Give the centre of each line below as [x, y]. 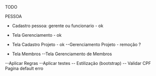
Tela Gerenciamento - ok [37, 35]
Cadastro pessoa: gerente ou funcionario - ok [58, 26]
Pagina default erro [24, 68]
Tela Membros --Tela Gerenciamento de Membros [62, 54]
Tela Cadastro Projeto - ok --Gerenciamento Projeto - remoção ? [77, 45]
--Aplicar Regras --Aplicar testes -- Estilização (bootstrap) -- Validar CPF [78, 63]
